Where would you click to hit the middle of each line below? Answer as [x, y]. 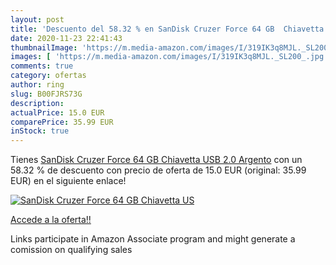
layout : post [37, 19]
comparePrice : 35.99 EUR [62, 122]
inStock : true [40, 131]
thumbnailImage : [44, 47]
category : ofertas [48, 76]
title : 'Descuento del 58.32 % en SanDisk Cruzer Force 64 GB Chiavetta [167, 29]
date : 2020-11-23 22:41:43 [66, 38]
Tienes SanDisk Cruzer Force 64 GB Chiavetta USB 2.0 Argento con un [156, 160]
